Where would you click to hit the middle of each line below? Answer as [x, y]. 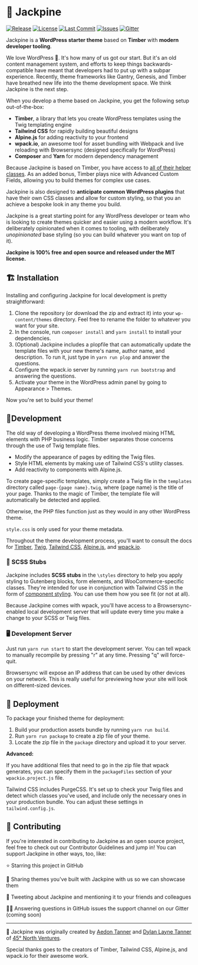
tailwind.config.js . [31, 808]
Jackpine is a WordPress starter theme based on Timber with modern [93, 40]
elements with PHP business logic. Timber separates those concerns [90, 439]
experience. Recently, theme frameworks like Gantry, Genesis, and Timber [96, 76]
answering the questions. [45, 376]
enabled [16, 612]
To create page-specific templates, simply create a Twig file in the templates [99, 481]
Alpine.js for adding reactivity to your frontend [71, 137]
